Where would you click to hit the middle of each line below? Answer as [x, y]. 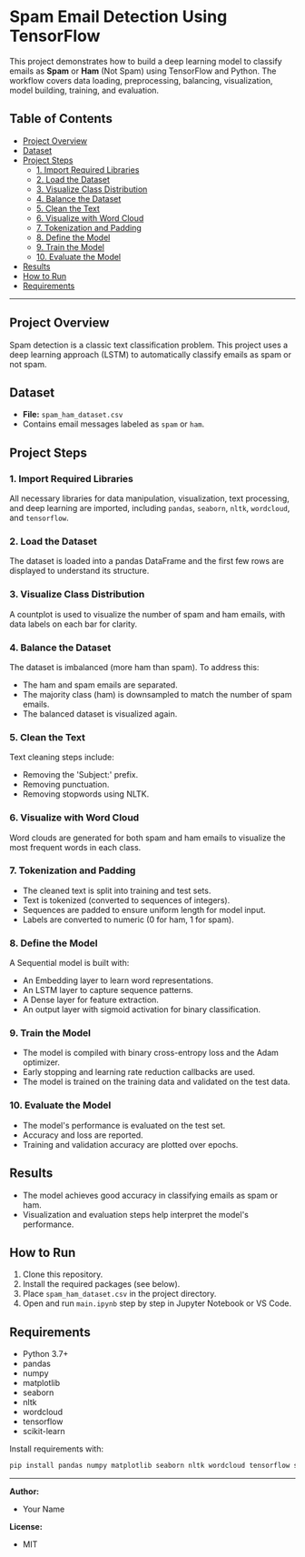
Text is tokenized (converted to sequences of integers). [126, 900]
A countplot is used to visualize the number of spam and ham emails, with [148, 614]
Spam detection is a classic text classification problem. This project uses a [149, 345]
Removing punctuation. [66, 785]
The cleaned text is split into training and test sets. [117, 890]
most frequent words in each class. [75, 847]
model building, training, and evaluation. [84, 90]
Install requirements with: [57, 1449]
